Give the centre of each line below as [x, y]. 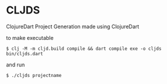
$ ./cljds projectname [34, 75]
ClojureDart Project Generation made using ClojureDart [73, 26]
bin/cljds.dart [25, 53]
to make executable [30, 38]
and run [16, 65]
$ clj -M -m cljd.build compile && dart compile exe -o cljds [84, 48]
